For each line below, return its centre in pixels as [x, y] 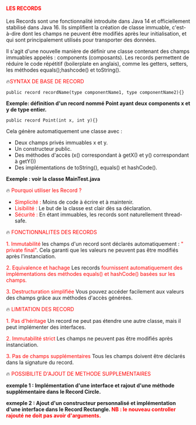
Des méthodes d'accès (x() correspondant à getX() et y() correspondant [102, 155]
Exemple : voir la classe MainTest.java [53, 179]
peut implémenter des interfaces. [46, 327]
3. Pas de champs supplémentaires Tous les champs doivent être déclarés [96, 356]
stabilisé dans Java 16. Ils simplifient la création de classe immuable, [88, 28]
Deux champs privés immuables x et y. [61, 143]
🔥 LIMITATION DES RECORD [40, 309]
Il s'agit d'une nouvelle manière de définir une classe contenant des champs [98, 51]
